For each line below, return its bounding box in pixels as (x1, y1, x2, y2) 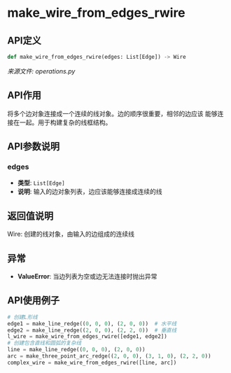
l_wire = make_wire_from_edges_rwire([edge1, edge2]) (7, 333, 168, 340)
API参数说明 (7, 141, 60, 153)
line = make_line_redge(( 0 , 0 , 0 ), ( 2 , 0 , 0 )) (7, 346, 146, 353)
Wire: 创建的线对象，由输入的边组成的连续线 (7, 230, 135, 239)
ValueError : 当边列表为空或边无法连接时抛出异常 (17, 272, 157, 281)
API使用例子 (7, 295, 60, 307)
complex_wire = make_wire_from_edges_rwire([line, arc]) (7, 359, 177, 366)
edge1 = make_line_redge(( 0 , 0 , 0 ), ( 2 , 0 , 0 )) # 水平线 (7, 320, 177, 327)
